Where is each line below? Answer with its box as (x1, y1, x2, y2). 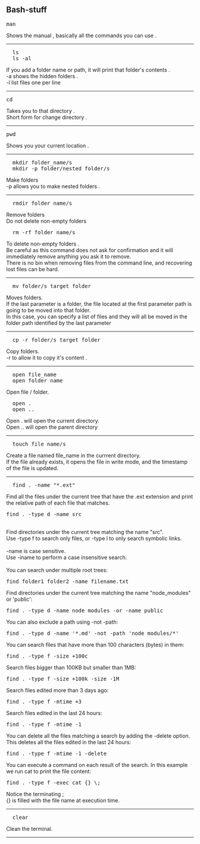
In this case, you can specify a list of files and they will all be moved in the (6, 313, 187, 320)
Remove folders (6, 211, 45, 218)
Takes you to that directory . (6, 107, 76, 114)
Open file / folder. (6, 388, 49, 395)
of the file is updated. (6, 464, 58, 471)
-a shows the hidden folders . (6, 72, 79, 79)
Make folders (6, 176, 39, 183)
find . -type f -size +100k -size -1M (6, 675, 120, 682)
